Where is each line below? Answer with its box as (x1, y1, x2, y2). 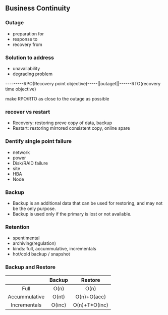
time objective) (5, 86, 36, 92)
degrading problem (12, 71, 53, 77)
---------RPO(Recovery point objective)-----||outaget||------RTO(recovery (5, 80, 161, 86)
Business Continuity (5, 4, 71, 13)
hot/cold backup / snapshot (12, 251, 71, 257)
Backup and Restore (5, 264, 56, 271)
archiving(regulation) (12, 240, 57, 246)
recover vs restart (5, 108, 50, 115)
